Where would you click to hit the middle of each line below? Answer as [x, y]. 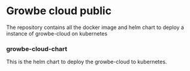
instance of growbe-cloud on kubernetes [57, 33]
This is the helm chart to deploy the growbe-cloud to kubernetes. [87, 62]
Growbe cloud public [59, 11]
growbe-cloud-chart [37, 49]
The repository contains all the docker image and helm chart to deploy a [95, 27]
